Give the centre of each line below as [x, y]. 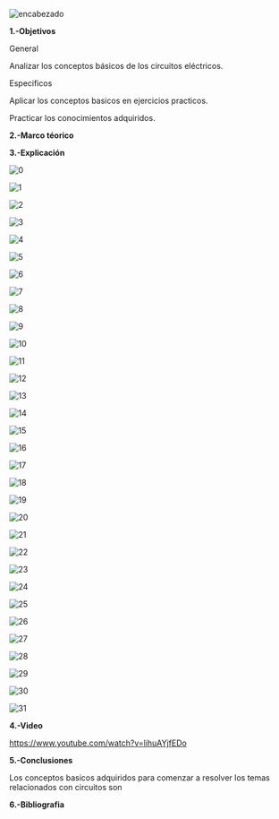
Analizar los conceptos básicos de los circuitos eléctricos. [116, 66]
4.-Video [26, 725]
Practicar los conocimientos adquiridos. [82, 118]
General [24, 48]
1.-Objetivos [33, 31]
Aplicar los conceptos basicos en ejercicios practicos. [109, 100]
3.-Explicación [37, 153]
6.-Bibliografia [37, 805]
